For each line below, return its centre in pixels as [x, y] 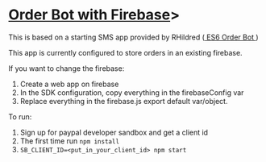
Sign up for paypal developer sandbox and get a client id [114, 132]
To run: [20, 116]
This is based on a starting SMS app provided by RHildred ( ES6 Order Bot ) [134, 37]
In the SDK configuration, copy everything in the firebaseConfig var [132, 92]
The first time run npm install [69, 141]
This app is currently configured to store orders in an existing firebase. [126, 52]
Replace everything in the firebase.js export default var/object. [124, 101]
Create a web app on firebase [69, 84]
